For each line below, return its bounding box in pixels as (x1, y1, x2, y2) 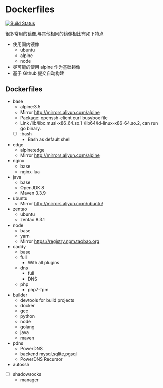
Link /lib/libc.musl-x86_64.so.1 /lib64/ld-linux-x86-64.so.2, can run (20, 120, 158, 126)
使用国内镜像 (12, 41, 39, 47)
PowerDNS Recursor (20, 356, 63, 362)
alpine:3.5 (20, 103, 41, 109)
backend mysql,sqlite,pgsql (20, 351, 77, 357)
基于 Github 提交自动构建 (12, 70, 64, 76)
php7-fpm (27, 286, 49, 292)
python (20, 313, 35, 319)
